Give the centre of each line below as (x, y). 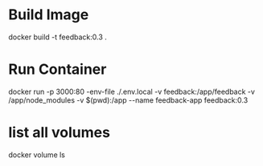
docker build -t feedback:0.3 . (58, 37)
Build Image (49, 15)
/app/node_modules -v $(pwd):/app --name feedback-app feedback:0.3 (128, 100)
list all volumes (60, 133)
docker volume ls (37, 155)
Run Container (58, 69)
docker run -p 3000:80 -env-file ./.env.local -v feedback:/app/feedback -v (132, 91)
